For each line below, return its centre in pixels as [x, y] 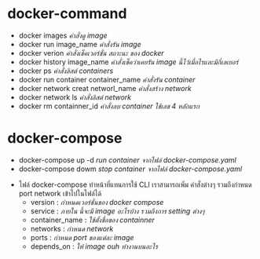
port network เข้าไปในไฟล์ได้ [60, 193]
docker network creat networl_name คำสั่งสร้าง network [105, 88]
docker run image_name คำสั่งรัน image [80, 44]
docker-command [67, 14]
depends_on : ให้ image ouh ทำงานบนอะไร [94, 246]
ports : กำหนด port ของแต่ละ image [82, 237]
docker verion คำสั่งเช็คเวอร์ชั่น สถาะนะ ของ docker [91, 53]
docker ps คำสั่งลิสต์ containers [66, 71]
